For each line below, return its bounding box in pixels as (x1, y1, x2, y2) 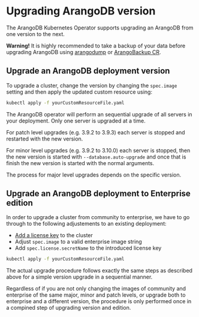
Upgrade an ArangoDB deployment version (6, 66, 170, 76)
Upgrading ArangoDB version (6, 4, 156, 18)
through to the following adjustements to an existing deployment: (6, 220, 167, 228)
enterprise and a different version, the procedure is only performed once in (6, 298, 192, 305)
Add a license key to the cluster (14, 232, 93, 239)
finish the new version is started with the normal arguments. (6, 159, 155, 166)
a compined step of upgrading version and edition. (6, 304, 131, 312)
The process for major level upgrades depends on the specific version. (6, 171, 182, 178)
